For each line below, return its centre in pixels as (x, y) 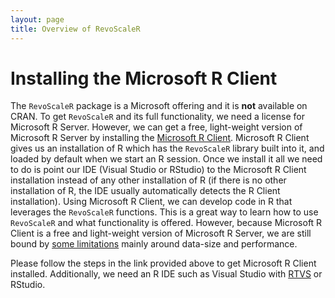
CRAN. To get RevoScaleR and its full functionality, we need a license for (157, 117)
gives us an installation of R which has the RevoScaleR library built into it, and (167, 148)
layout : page (37, 19)
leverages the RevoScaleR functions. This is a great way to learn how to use (164, 212)
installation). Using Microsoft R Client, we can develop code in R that (151, 202)
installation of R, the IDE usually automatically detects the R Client (145, 191)
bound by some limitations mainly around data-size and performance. (154, 244)
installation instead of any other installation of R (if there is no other (148, 180)
